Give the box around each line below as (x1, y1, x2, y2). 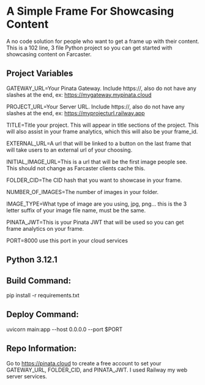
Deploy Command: (6, 309, 79, 320)
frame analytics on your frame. (6, 225, 84, 232)
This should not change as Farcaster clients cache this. (6, 164, 146, 172)
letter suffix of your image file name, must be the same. (6, 206, 146, 214)
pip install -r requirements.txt (6, 291, 80, 299)
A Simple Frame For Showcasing (6, 4, 174, 18)
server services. (6, 372, 47, 380)
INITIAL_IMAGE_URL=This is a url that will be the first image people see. (6, 158, 188, 165)
